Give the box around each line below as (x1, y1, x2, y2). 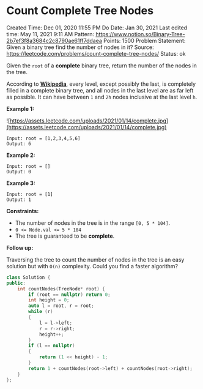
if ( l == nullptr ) (28, 342, 75, 349)
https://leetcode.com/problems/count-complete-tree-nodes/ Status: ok (6, 50, 186, 57)
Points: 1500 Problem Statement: (103, 37, 186, 44)
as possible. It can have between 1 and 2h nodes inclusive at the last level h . (6, 93, 197, 100)
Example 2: (6, 151, 35, 159)
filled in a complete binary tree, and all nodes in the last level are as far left (6, 86, 194, 94)
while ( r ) (28, 309, 53, 315)
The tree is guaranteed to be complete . (15, 232, 115, 240)
